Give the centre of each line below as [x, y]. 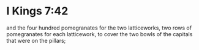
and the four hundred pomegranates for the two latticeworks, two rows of [99, 28]
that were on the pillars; [36, 40]
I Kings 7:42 [37, 11]
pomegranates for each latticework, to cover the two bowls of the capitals [99, 34]
